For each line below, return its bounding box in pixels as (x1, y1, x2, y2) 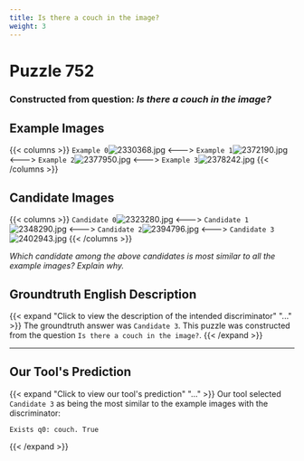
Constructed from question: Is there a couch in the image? (9, 92, 271, 105)
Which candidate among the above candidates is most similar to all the (9, 250, 276, 262)
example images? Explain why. (9, 260, 125, 271)
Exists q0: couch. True (9, 425, 100, 434)
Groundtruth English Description (9, 287, 197, 302)
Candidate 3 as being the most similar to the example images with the (9, 398, 269, 409)
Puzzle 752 (9, 61, 95, 81)
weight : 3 (9, 22, 47, 31)
